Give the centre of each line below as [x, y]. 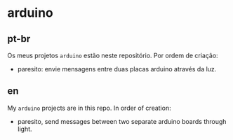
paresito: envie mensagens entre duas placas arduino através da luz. [117, 69]
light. [25, 129]
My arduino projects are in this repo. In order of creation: [89, 108]
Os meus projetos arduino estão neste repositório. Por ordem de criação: [113, 55]
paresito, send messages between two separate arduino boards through [122, 121]
